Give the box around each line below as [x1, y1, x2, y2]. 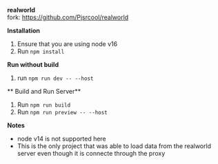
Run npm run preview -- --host [17, 108, 108, 116]
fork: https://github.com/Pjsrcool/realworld [7, 13, 129, 21]
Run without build [7, 61, 59, 68]
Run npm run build [17, 101, 71, 109]
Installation [7, 27, 40, 34]
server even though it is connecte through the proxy [17, 150, 166, 157]
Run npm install [17, 48, 65, 55]
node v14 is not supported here [17, 134, 107, 143]
